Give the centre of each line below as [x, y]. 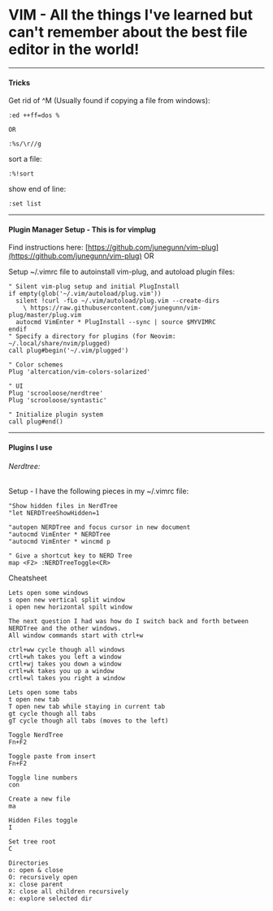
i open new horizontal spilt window [70, 607]
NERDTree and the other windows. [65, 629]
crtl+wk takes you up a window [61, 671]
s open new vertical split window [67, 600]
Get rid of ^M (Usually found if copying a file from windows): [109, 101]
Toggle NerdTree [36, 735]
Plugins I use [30, 447]
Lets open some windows [49, 593]
